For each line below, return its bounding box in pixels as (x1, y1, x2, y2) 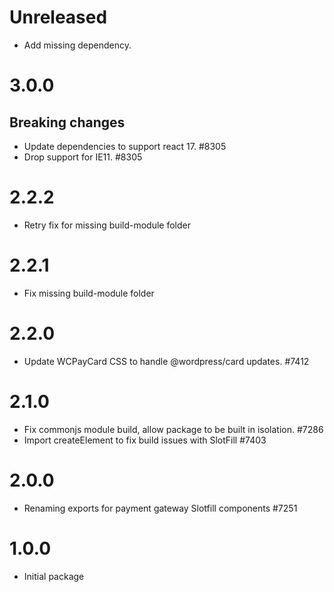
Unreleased (9, 6, 108, 29)
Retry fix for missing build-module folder (23, 219, 191, 231)
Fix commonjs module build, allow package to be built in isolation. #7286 (23, 423, 324, 435)
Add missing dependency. (23, 39, 132, 51)
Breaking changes (9, 114, 126, 131)
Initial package (23, 570, 85, 582)
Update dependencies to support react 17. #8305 (23, 140, 227, 152)
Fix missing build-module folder (23, 287, 155, 299)
